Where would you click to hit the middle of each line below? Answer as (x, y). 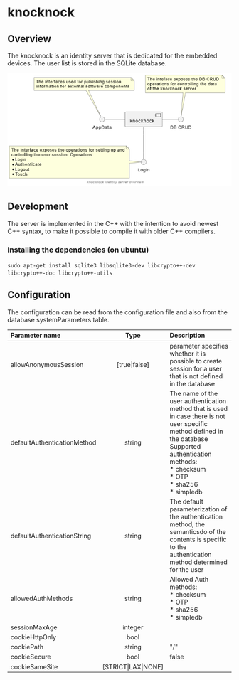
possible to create (196, 361)
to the (178, 547)
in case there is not (197, 416)
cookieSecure (31, 657)
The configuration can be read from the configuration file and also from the (117, 312)
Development (38, 207)
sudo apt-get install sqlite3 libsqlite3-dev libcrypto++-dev (101, 265)
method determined (198, 562)
